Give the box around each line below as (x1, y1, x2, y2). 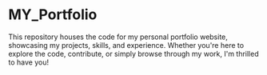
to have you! (8, 57, 50, 67)
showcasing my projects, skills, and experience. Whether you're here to (8, 40, 245, 49)
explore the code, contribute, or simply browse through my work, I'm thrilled (8, 49, 259, 58)
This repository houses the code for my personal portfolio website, (8, 32, 228, 41)
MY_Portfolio (8, 6, 98, 24)
